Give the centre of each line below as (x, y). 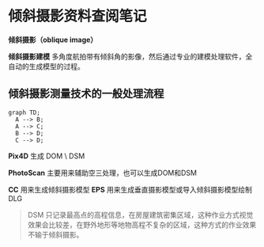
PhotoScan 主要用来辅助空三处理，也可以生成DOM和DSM (103, 173)
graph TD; (25, 112)
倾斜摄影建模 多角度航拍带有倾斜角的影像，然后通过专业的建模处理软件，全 (130, 56)
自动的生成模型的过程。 (46, 66)
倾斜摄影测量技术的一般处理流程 (86, 94)
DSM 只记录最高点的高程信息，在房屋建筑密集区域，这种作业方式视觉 (140, 215)
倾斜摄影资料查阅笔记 (78, 16)
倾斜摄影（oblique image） (53, 40)
